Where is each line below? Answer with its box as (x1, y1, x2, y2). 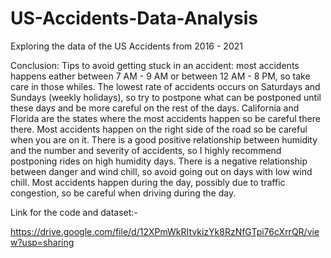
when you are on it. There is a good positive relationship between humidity (10, 133, 318, 146)
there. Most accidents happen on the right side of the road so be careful (10, 123, 308, 135)
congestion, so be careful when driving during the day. (10, 187, 237, 199)
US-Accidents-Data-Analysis (10, 7, 258, 30)
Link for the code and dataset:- (10, 206, 138, 218)
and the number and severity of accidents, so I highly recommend (10, 144, 282, 156)
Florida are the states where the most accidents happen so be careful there (10, 112, 321, 124)
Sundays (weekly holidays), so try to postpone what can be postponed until (10, 91, 322, 103)
